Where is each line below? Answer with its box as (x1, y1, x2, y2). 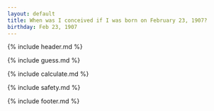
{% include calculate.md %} (7, 70, 89, 78)
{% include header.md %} (7, 43, 83, 51)
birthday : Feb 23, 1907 (7, 23, 78, 30)
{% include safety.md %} (7, 84, 81, 92)
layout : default (7, 10, 55, 18)
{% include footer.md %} (7, 97, 80, 105)
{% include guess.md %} (7, 56, 80, 65)
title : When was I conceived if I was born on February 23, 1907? (7, 17, 208, 24)
